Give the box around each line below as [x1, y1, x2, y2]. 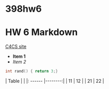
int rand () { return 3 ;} [5, 69, 58, 74]
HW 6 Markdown [5, 27, 78, 38]
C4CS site [5, 43, 26, 50]
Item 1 [12, 53, 26, 59]
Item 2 [12, 59, 26, 65]
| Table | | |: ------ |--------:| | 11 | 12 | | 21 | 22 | [5, 78, 104, 84]
